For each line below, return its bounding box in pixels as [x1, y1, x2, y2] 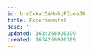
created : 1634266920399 [7, 36, 77, 43]
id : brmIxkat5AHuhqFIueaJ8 [7, 10, 86, 18]
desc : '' [7, 23, 33, 30]
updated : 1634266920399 [7, 29, 77, 37]
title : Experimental [7, 17, 68, 24]
